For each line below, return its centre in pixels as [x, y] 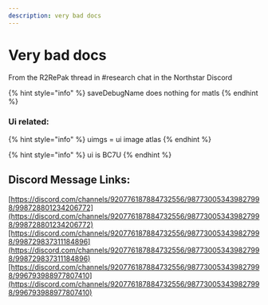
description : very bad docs [55, 16]
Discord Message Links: [69, 180]
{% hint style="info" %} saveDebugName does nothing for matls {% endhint [133, 93]
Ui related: [29, 122]
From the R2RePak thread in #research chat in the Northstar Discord [120, 77]
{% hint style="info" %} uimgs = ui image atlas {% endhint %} [110, 139]
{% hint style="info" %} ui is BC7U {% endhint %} [90, 154]
